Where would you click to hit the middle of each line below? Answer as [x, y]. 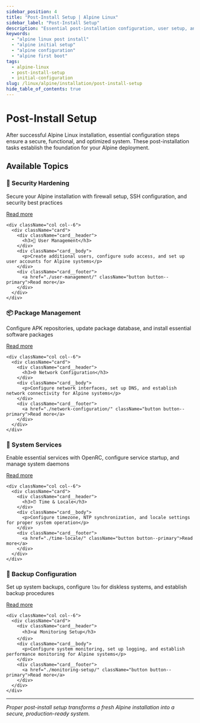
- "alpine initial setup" [44, 45]
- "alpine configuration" [44, 51]
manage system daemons [38, 464]
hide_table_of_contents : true [44, 89]
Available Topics [37, 166]
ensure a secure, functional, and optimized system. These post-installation [98, 141]
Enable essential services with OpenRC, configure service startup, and [93, 458]
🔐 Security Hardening [38, 183]
